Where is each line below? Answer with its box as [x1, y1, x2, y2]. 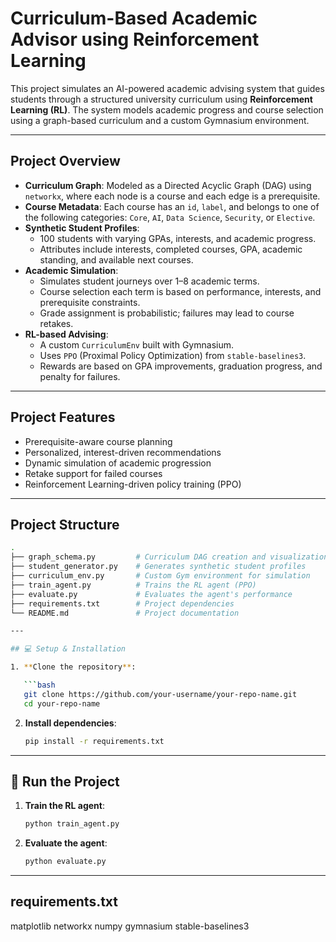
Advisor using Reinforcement [10, 28, 260, 51]
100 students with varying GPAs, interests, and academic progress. [39, 232, 317, 244]
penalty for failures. [39, 370, 121, 382]
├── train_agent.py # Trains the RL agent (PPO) [10, 580, 257, 590]
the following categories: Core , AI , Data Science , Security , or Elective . [24, 211, 316, 223]
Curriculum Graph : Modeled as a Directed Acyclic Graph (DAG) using [24, 179, 312, 191]
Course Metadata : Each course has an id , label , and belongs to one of [24, 200, 320, 212]
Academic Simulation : [24, 264, 119, 276]
